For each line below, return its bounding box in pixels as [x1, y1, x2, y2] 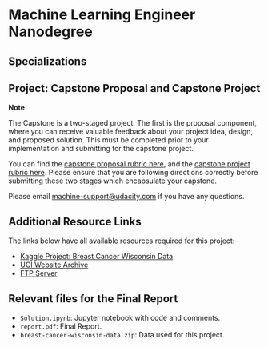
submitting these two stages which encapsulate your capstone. [8, 176, 218, 185]
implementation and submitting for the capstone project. [8, 144, 194, 154]
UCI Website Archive [19, 260, 89, 269]
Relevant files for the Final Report [8, 292, 178, 305]
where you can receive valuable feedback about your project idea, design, [8, 126, 254, 137]
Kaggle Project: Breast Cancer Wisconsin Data [19, 252, 174, 261]
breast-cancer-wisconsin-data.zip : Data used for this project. [19, 330, 225, 340]
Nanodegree [8, 22, 94, 41]
